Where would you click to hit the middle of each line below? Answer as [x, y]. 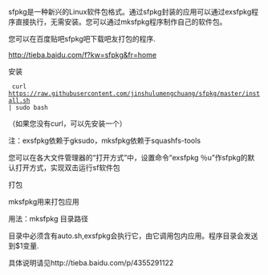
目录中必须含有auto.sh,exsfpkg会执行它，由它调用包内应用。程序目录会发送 [133, 236]
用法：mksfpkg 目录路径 [48, 218]
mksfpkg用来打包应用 [44, 202]
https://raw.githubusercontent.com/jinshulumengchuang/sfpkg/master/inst [134, 94]
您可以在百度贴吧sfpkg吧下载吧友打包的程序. [82, 39]
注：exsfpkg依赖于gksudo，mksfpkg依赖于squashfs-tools [105, 140]
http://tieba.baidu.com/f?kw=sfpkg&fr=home [83, 55]
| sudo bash [28, 107]
